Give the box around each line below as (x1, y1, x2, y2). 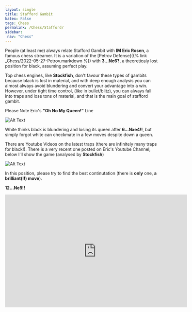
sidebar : (5, 30, 23, 35)
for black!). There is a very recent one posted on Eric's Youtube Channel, (5, 146, 151, 152)
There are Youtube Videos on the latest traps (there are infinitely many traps (5, 141, 157, 147)
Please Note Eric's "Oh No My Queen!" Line (5, 107, 94, 113)
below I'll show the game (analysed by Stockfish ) (5, 151, 104, 157)
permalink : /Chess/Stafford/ (5, 25, 64, 30)
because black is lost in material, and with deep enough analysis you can (5, 77, 151, 83)
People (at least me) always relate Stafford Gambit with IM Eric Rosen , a (5, 47, 149, 53)
